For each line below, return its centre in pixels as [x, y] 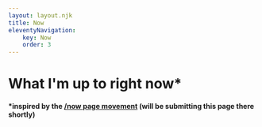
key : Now [37, 37]
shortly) [22, 114]
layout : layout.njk [40, 15]
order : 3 [37, 45]
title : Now [26, 23]
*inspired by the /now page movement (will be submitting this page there [131, 106]
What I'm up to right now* [95, 84]
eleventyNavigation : [42, 30]
